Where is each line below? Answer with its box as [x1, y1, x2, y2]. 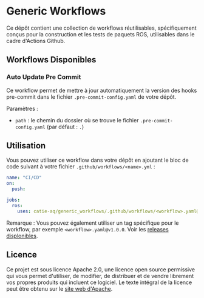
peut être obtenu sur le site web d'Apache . [6, 285, 113, 292]
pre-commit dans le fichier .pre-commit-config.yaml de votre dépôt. [6, 93, 177, 101]
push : [12, 186, 26, 192]
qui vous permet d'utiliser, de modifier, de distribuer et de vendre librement [6, 272, 194, 279]
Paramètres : [6, 105, 38, 112]
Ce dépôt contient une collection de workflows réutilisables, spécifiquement [6, 24, 197, 31]
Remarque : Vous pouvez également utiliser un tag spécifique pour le [6, 219, 179, 227]
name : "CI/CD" [6, 174, 42, 181]
